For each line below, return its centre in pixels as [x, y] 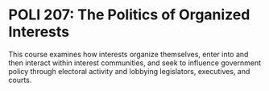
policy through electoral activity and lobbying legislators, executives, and [129, 71]
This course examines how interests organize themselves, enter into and [128, 54]
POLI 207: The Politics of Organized [129, 15]
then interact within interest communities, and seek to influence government [135, 63]
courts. [20, 80]
